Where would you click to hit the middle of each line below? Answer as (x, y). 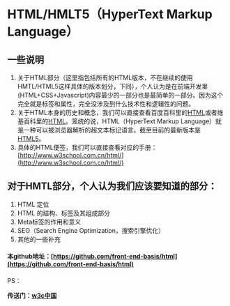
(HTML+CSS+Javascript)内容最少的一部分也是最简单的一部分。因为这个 (120, 95)
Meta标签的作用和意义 (49, 222)
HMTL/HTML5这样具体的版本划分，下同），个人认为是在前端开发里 (113, 86)
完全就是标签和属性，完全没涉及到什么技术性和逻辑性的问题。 (106, 104)
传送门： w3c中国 (32, 296)
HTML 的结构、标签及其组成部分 (63, 213)
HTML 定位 (33, 204)
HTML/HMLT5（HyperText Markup (110, 14)
